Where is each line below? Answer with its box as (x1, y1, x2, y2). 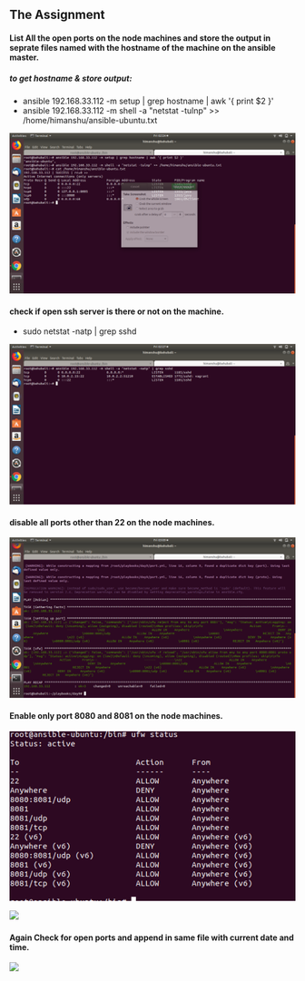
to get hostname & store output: (9, 73, 133, 83)
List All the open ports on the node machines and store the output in (9, 32, 271, 44)
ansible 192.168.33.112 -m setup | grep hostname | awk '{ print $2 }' (22, 95, 274, 106)
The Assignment (9, 7, 106, 23)
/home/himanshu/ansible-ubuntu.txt (22, 114, 158, 125)
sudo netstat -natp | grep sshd (22, 326, 137, 337)
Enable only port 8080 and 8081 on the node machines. (9, 710, 224, 721)
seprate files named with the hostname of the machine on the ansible (9, 42, 276, 53)
